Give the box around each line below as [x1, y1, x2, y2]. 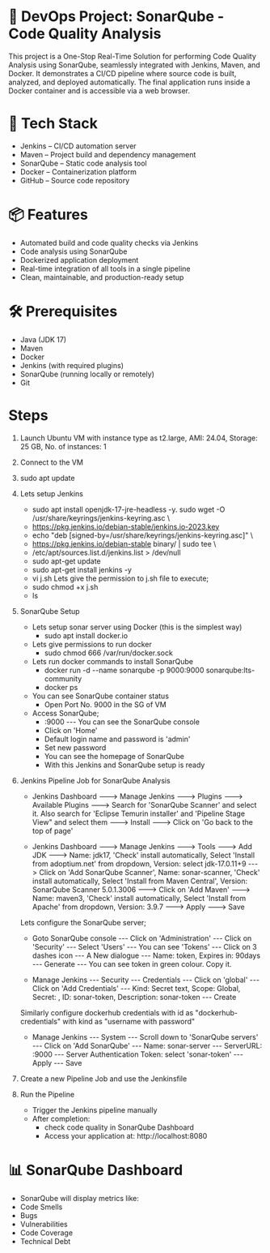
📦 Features [8, 206, 89, 224]
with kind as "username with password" [62, 1016, 196, 1026]
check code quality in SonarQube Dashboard [44, 1122, 194, 1132]
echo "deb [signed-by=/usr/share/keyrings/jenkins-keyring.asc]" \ [32, 530, 253, 540]
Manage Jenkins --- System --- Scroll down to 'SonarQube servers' [32, 1032, 259, 1041]
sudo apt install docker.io [44, 630, 128, 640]
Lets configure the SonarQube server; [19, 917, 147, 927]
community [44, 673, 82, 684]
